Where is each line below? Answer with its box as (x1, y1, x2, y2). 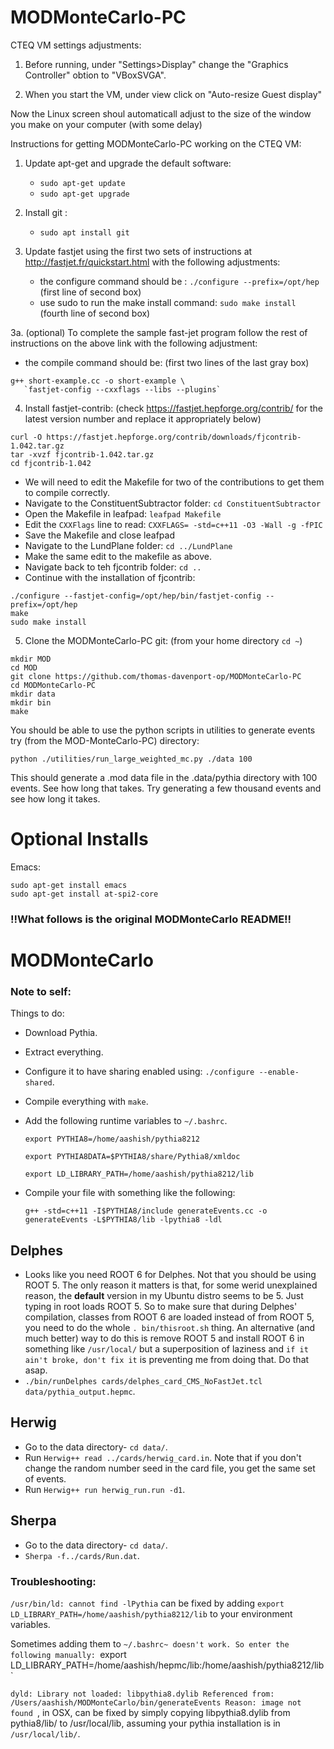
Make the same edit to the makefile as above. (24, 550, 212, 562)
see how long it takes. (10, 792, 101, 805)
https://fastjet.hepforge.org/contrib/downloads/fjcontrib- (46, 432, 302, 442)
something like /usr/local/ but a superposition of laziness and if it (24, 1343, 309, 1355)
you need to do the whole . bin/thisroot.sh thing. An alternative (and (24, 1322, 316, 1334)
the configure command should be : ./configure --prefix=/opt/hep (39, 275, 320, 287)
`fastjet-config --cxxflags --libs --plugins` (23, 384, 222, 395)
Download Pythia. (24, 1027, 98, 1039)
